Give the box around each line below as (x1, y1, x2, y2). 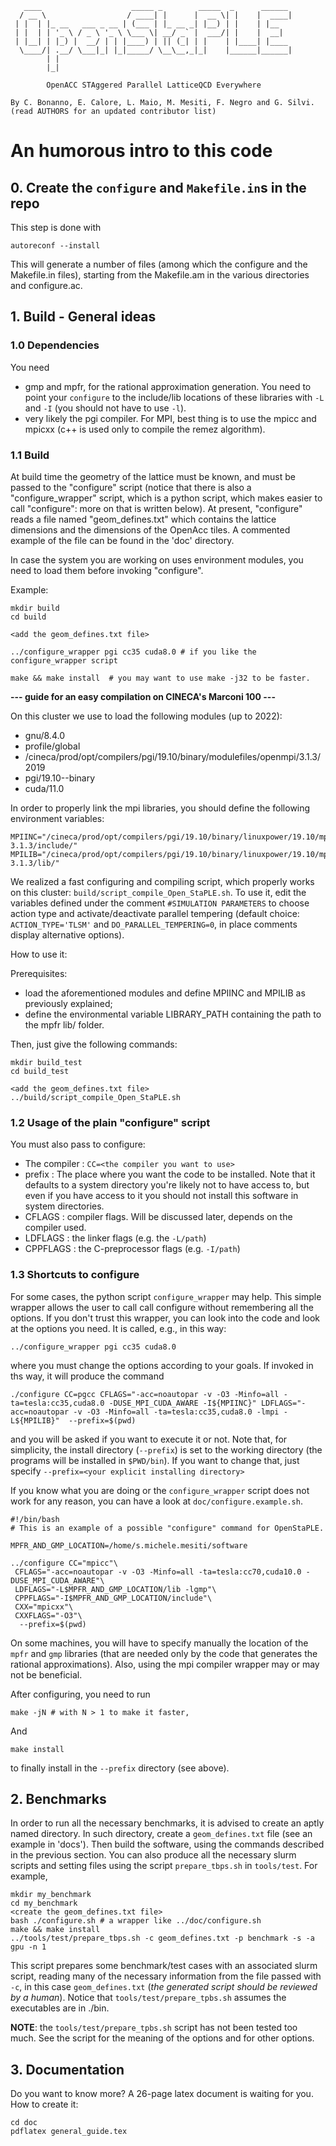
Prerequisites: (10, 967, 68, 979)
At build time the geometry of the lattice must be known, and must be (10, 470, 296, 482)
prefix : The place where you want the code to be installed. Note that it (24, 1168, 316, 1181)
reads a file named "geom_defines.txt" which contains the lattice (10, 513, 277, 525)
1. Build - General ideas (10, 308, 157, 326)
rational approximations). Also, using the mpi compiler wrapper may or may (10, 1658, 320, 1670)
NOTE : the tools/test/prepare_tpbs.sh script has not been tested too (10, 2022, 298, 2034)
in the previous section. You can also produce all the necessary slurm (10, 1849, 297, 1861)
